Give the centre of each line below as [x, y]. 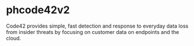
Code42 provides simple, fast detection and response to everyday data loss [97, 26]
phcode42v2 [38, 10]
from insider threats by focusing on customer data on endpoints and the [93, 32]
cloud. [14, 38]
